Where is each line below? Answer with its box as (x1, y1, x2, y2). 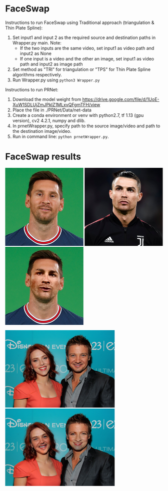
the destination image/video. (12, 128, 71, 134)
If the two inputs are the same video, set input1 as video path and (19, 45, 154, 51)
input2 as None (19, 50, 51, 56)
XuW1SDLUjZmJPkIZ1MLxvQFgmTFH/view (12, 101, 100, 107)
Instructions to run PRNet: (5, 86, 58, 92)
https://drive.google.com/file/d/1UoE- (82, 96, 159, 102)
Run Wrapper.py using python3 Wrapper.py (12, 77, 100, 83)
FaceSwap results (5, 151, 81, 162)
